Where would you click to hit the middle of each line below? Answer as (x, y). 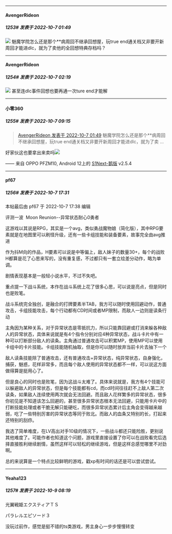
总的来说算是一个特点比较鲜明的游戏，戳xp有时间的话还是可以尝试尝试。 (82, 461)
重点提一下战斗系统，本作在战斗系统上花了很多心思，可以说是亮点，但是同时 (86, 287)
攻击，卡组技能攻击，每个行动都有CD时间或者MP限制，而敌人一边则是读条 (84, 311)
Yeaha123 (16, 478)
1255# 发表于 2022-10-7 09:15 (38, 121)
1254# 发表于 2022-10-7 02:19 (38, 77)
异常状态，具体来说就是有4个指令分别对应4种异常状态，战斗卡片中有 (87, 334)
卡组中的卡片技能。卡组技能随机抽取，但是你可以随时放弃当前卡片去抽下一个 (86, 347)
